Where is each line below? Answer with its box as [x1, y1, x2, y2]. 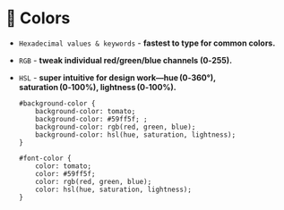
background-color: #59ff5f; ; [35, 114, 148, 123]
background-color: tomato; [35, 106, 136, 115]
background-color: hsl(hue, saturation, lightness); [35, 130, 237, 139]
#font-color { [18, 154, 72, 163]
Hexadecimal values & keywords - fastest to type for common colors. [18, 38, 276, 48]
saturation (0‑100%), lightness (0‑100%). [18, 81, 177, 92]
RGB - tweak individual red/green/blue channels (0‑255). [18, 55, 232, 65]
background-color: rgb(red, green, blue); [35, 122, 196, 131]
